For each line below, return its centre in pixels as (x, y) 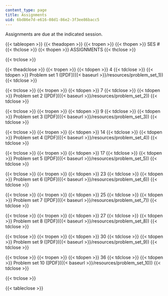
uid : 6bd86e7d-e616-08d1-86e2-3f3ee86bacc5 (52, 20)
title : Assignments (26, 15)
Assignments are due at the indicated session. (54, 34)
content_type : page (26, 10)
